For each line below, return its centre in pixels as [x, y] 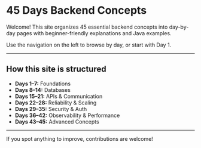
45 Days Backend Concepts [77, 10]
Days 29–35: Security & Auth [51, 109]
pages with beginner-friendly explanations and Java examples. [94, 33]
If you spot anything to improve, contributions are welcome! [80, 138]
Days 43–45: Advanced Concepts [57, 121]
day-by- [179, 27]
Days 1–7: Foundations [42, 84]
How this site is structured [56, 69]
